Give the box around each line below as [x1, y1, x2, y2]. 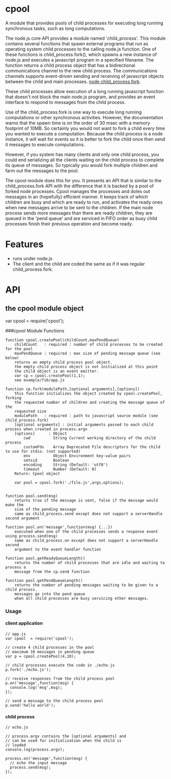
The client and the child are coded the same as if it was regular [12, 261, 145, 267]
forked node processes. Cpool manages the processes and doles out [5, 188, 150, 194]
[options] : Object [14, 431, 67, 436]
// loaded [5, 743, 26, 748]
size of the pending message [14, 507, 76, 512]
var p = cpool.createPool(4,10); [5, 654, 76, 659]
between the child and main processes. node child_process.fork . [5, 78, 141, 85]
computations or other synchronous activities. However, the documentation [5, 114, 164, 120]
